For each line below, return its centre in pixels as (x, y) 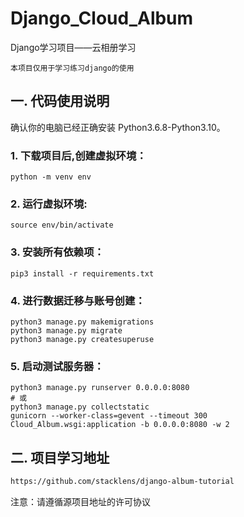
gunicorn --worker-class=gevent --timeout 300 (109, 416)
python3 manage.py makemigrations (82, 322)
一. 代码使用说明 (60, 101)
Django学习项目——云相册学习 (73, 47)
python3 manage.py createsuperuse (82, 339)
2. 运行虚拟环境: (49, 204)
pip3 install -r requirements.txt (82, 273)
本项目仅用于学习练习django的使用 (72, 68)
